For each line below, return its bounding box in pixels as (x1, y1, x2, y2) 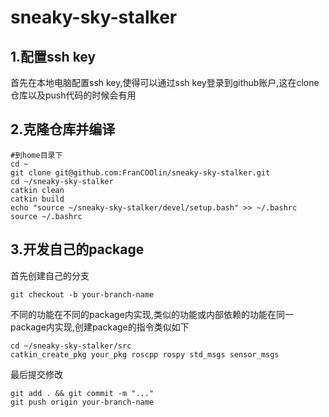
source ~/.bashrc (10, 211, 83, 221)
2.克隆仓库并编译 (10, 121, 116, 138)
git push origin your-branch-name (10, 397, 155, 407)
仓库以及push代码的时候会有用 (10, 89, 137, 101)
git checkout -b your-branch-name (10, 289, 155, 300)
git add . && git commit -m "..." (10, 388, 155, 398)
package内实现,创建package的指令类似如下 (10, 321, 190, 333)
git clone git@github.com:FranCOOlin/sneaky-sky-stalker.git (10, 167, 271, 178)
